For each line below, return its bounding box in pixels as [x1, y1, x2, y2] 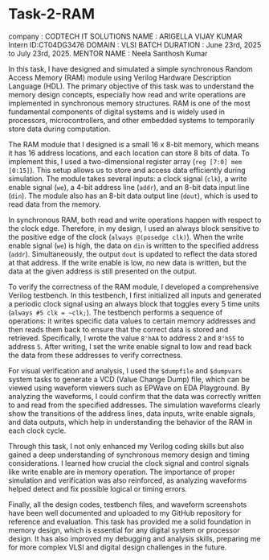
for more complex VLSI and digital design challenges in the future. [8, 542, 227, 552]
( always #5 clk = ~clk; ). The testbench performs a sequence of [8, 307, 223, 317]
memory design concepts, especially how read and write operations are [8, 89, 247, 99]
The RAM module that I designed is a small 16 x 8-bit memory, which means [8, 139, 259, 149]
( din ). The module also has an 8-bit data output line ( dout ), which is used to [8, 191, 259, 200]
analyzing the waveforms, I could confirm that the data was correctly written [8, 391, 261, 401]
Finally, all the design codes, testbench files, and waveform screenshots [8, 500, 247, 509]
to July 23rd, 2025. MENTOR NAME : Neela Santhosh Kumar [8, 48, 208, 58]
